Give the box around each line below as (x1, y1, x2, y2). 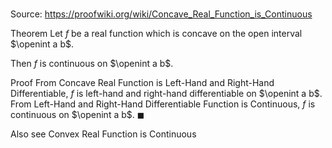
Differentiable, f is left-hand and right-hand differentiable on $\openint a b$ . (10, 88, 323, 100)
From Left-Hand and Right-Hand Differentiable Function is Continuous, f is (10, 98, 316, 110)
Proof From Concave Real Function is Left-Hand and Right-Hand (10, 77, 275, 89)
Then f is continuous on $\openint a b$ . (10, 58, 174, 70)
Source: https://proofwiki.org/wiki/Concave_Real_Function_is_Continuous (10, 8, 313, 20)
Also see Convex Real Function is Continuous (10, 128, 197, 140)
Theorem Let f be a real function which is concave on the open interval (10, 28, 303, 40)
